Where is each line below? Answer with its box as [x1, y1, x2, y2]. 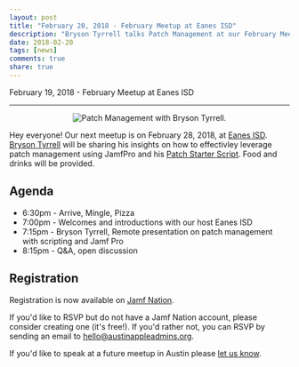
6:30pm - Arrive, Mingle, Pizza [21, 207, 135, 218]
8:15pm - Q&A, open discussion [21, 245, 138, 256]
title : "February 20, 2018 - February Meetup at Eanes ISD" [9, 21, 238, 30]
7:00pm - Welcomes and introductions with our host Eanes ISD [21, 217, 253, 227]
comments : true [9, 54, 66, 63]
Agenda [9, 184, 54, 199]
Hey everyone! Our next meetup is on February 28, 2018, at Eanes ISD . [9, 130, 268, 140]
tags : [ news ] [9, 46, 58, 55]
